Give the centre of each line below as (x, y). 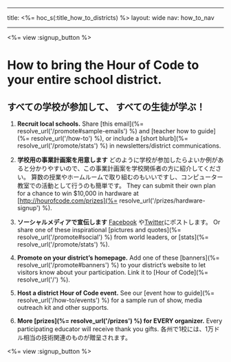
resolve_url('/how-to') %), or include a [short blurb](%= (109, 138)
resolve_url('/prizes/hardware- (162, 201)
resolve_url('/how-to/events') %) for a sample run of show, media (110, 300)
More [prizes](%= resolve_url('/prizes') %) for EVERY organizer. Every (120, 321)
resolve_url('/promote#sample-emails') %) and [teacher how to (107, 131)
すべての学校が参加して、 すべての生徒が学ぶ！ (106, 107)
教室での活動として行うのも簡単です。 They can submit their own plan (117, 185)
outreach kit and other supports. (63, 307)
